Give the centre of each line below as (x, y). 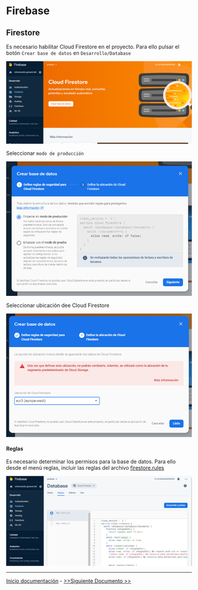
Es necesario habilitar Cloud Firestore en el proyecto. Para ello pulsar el (93, 47)
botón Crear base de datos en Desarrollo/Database (69, 53)
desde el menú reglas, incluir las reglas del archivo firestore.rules (85, 468)
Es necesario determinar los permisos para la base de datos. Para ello (91, 462)
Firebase (28, 11)
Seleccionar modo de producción (45, 153)
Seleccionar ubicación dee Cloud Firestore (58, 305)
